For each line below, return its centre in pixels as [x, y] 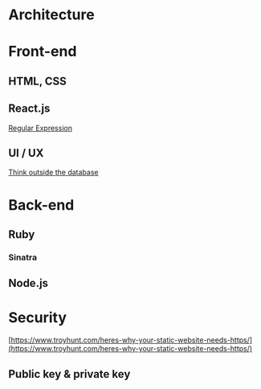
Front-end [43, 52]
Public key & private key [69, 374]
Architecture [51, 15]
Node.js [29, 283]
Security [37, 318]
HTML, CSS [37, 81]
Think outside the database [53, 172]
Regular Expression [40, 128]
